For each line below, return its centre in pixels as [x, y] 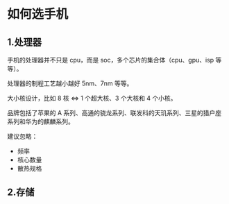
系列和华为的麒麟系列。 [41, 121]
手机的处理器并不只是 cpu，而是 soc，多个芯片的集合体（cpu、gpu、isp [111, 60]
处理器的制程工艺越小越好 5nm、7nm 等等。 [70, 83]
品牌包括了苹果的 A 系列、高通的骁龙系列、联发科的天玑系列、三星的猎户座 [114, 113]
